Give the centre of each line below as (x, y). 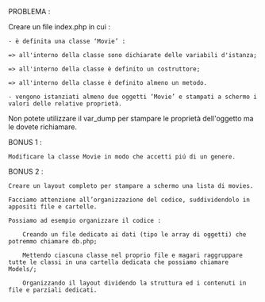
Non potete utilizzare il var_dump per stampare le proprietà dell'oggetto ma (131, 119)
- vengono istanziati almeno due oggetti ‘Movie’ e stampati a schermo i (133, 97)
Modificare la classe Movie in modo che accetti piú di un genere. (122, 157)
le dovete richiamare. (43, 127)
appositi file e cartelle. (53, 207)
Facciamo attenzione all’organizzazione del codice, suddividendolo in (129, 200)
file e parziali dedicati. (53, 290)
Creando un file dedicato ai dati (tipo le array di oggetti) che (134, 235)
